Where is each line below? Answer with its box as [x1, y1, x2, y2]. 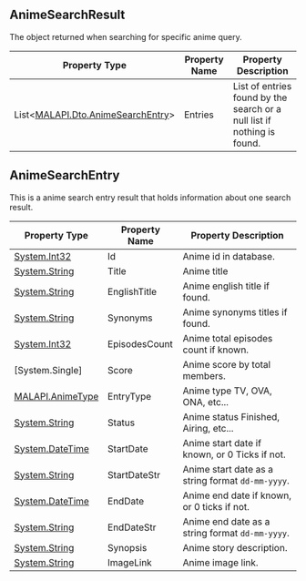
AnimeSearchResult [9, 7, 126, 23]
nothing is [232, 125, 276, 138]
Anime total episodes [182, 331, 273, 344]
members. [182, 369, 226, 382]
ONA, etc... [182, 395, 229, 408]
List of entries [232, 79, 292, 92]
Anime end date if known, [182, 489, 292, 502]
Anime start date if [182, 436, 262, 449]
